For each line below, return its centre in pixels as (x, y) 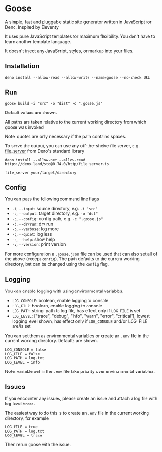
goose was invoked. (25, 127)
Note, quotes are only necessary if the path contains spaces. (66, 136)
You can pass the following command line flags (52, 199)
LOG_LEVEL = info (22, 363)
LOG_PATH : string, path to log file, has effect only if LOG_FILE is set (76, 311)
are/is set (21, 326)
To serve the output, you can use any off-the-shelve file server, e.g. (73, 145)
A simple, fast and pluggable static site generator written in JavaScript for (78, 22)
